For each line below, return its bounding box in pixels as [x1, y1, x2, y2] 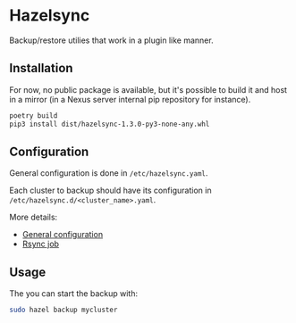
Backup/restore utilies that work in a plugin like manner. [9, 35, 214, 46]
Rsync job [21, 238, 60, 250]
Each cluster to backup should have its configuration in [9, 185, 212, 196]
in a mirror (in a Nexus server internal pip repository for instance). [9, 94, 251, 104]
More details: [9, 211, 58, 223]
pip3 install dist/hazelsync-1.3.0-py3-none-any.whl [9, 120, 210, 128]
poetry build [9, 111, 58, 120]
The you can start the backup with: [9, 288, 139, 299]
